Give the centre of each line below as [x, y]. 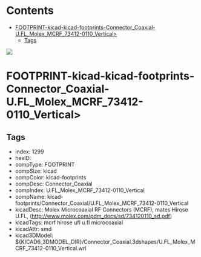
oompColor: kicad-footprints [51, 177]
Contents [30, 11]
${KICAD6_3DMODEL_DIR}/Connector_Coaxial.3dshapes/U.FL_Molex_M [105, 242]
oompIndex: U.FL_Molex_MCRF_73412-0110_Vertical [80, 190]
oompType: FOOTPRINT [45, 164]
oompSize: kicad [36, 171]
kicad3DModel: [34, 235]
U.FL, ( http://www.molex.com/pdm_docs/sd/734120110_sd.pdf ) [94, 216]
